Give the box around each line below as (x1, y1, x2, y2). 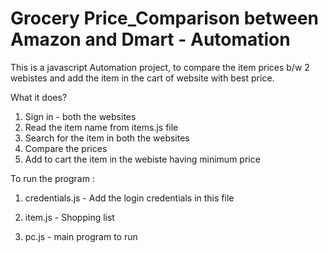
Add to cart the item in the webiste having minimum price (24, 153, 261, 165)
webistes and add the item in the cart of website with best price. (10, 72, 275, 84)
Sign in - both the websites (24, 110, 137, 122)
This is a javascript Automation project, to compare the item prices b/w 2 (10, 61, 310, 73)
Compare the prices (24, 142, 108, 154)
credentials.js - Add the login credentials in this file (24, 192, 235, 204)
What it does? (10, 91, 68, 103)
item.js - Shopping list (24, 211, 115, 223)
